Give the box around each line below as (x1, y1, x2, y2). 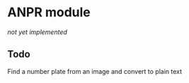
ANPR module (7, 4, 91, 21)
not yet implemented (7, 28, 67, 36)
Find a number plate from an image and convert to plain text (7, 67, 183, 75)
